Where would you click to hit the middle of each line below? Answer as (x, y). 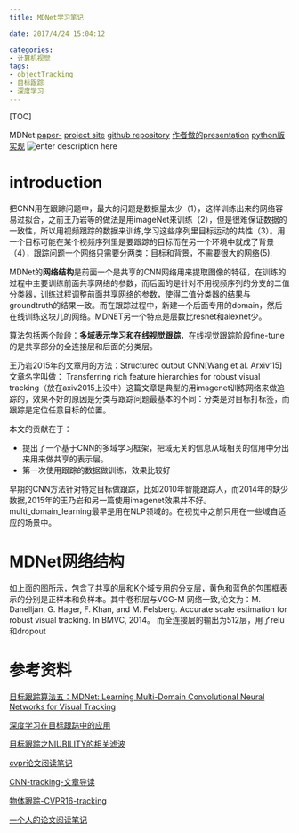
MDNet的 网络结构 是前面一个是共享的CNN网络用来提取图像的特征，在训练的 (148, 272)
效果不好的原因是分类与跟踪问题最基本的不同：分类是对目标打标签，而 (161, 398)
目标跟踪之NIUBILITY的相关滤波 (68, 744)
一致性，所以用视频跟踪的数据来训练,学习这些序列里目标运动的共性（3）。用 (147, 230)
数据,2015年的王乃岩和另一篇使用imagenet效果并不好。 (110, 500)
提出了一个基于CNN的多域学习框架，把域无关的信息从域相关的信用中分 (152, 447)
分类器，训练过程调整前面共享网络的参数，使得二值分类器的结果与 (130, 294)
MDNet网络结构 (67, 561)
